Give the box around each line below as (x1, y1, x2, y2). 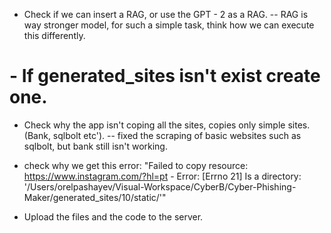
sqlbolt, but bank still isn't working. (23, 140, 168, 152)
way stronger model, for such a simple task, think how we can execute (23, 19, 315, 31)
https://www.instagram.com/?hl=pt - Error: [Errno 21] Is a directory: (23, 170, 302, 182)
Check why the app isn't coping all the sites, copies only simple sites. (23, 119, 311, 131)
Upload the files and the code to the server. (23, 210, 204, 223)
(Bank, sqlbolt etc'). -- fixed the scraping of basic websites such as (23, 129, 302, 141)
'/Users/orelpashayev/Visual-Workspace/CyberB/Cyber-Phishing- (23, 180, 297, 193)
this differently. (23, 30, 86, 41)
